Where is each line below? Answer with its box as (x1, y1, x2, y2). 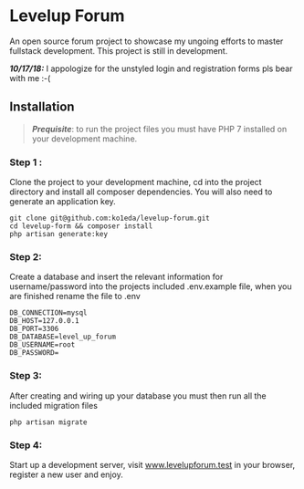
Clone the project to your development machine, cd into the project (9, 177, 262, 188)
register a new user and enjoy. (9, 469, 123, 480)
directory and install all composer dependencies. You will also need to (9, 186, 273, 197)
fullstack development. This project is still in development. (9, 45, 228, 56)
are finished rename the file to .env (9, 291, 142, 302)
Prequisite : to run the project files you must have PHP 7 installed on (31, 123, 288, 134)
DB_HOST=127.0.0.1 (9, 317, 79, 326)
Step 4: (9, 439, 43, 452)
